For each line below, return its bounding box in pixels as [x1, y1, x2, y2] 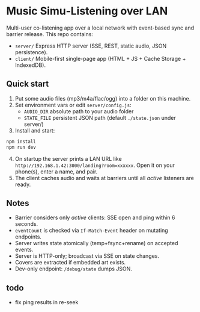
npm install [6, 139, 36, 145]
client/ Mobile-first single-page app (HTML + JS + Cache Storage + [14, 55, 186, 62]
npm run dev [6, 144, 36, 150]
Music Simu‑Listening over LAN [6, 4, 168, 18]
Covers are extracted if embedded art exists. [14, 259, 126, 266]
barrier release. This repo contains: [6, 30, 93, 37]
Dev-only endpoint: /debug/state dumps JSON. [14, 265, 132, 272]
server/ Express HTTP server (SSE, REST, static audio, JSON [14, 42, 167, 49]
